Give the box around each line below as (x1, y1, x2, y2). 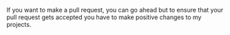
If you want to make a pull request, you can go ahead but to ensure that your (6, 6, 224, 14)
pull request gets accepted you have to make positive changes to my (6, 13, 202, 21)
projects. (6, 21, 32, 28)
